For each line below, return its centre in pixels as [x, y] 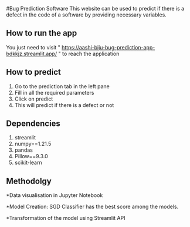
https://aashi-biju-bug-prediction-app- [108, 47]
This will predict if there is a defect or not [64, 105]
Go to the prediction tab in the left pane [62, 86]
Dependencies [33, 124]
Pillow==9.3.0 [31, 156]
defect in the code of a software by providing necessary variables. [86, 15]
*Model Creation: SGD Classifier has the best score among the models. [92, 207]
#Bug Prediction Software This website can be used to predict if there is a [95, 9]
